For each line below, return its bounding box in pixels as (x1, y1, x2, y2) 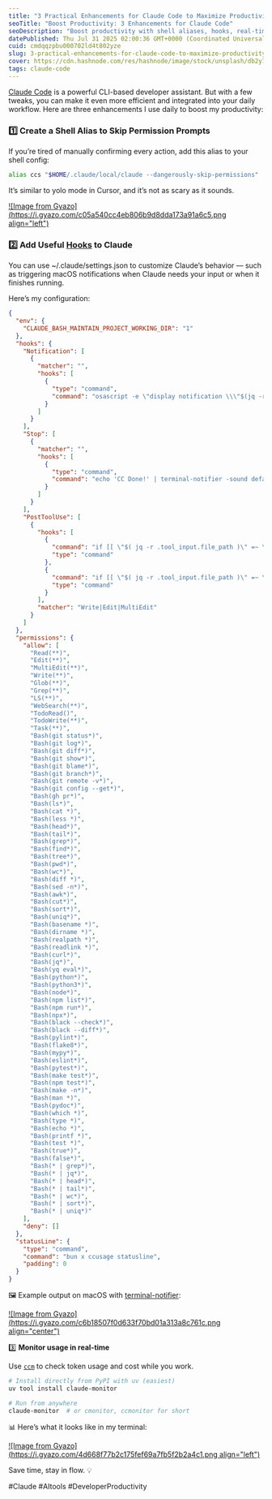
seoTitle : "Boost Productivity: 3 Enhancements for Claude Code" (8, 19, 233, 28)
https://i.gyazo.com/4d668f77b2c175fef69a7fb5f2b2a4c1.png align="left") (11, 1449, 261, 1459)
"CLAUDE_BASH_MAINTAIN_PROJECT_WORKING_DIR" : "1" (23, 324, 194, 333)
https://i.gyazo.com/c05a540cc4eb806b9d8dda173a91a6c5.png (11, 209, 227, 219)
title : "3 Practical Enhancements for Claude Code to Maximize (8, 11, 227, 20)
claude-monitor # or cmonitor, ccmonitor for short (8, 1406, 190, 1415)
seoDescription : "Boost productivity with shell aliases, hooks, (8, 27, 233, 35)
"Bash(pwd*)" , (29, 860, 79, 868)
